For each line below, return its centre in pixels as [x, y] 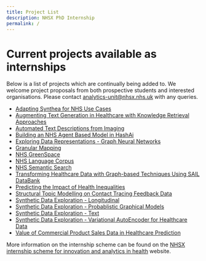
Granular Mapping [38, 148]
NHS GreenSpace [38, 155]
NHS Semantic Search [43, 168]
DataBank [28, 181]
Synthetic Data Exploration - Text [57, 213]
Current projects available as [81, 54]
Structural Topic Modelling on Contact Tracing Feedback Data [93, 193]
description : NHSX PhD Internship [51, 18]
